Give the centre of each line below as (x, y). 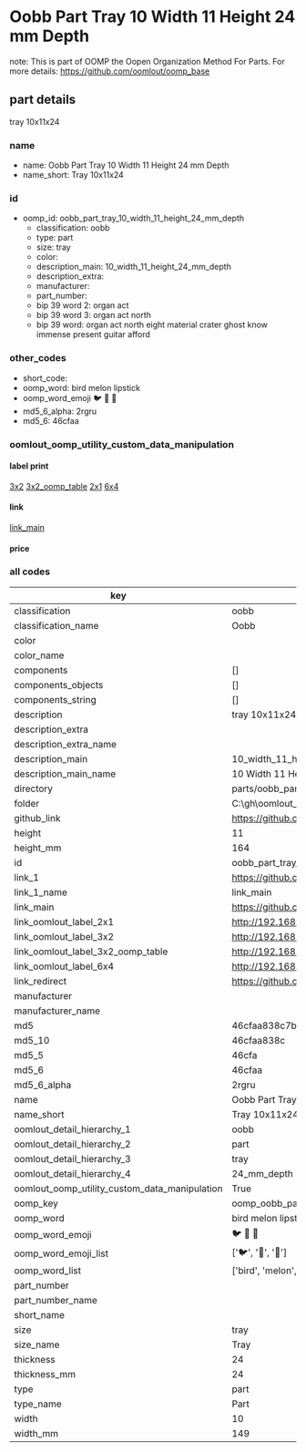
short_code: (45, 378)
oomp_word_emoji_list (61, 1253)
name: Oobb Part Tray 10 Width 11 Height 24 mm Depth (126, 165)
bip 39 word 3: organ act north (94, 315)
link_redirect (41, 981)
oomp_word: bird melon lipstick (82, 387)
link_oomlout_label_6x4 (64, 966)
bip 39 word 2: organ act (82, 305)
